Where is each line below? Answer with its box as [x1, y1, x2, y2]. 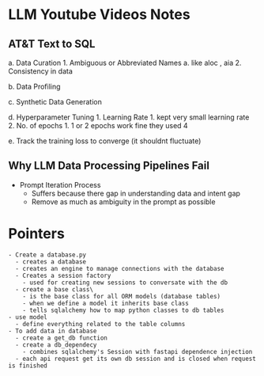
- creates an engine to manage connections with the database [15, 264, 224, 272]
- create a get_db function [15, 334, 108, 342]
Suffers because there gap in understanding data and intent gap [31, 188, 241, 198]
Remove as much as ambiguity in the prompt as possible [31, 196, 216, 207]
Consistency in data [8, 66, 74, 76]
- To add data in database [8, 327, 97, 335]
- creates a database [15, 257, 87, 266]
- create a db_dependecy [15, 340, 97, 349]
